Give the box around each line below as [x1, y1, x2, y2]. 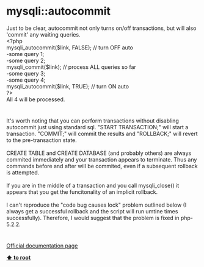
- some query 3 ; [6, 69, 46, 77]
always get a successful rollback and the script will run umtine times [6, 208, 178, 215]
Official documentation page [6, 242, 78, 249]
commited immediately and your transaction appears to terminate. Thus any [6, 156, 197, 163]
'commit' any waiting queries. [6, 30, 81, 38]
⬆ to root [6, 254, 31, 262]
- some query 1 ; [6, 50, 45, 57]
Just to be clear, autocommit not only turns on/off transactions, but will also [6, 24, 197, 32]
